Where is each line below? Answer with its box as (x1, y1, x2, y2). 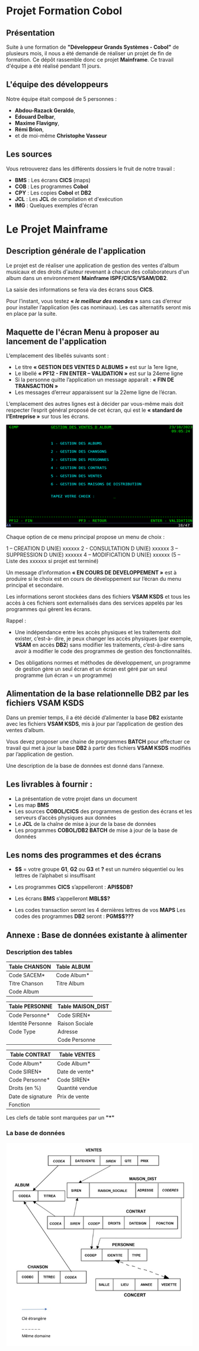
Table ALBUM (56, 963, 91, 970)
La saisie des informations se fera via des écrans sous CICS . (6, 286, 154, 293)
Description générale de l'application (6, 246, 146, 256)
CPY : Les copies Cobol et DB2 (14, 189, 92, 196)
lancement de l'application (6, 336, 107, 347)
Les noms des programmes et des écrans (6, 850, 162, 860)
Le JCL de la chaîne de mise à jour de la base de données (14, 820, 156, 827)
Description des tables (6, 948, 73, 956)
